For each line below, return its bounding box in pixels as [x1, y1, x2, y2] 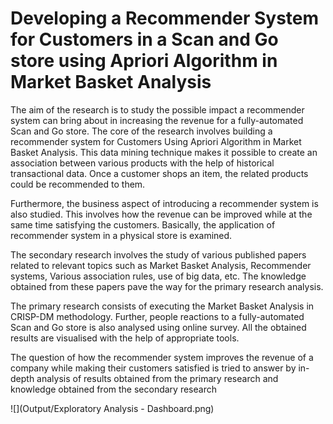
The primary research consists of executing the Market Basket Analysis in [10, 300, 315, 312]
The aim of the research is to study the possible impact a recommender [10, 103, 305, 116]
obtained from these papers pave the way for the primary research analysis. [10, 280, 324, 292]
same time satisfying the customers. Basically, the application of [10, 218, 276, 231]
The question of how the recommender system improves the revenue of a [10, 351, 314, 363]
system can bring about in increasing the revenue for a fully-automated [10, 114, 304, 126]
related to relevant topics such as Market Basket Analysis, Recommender [10, 259, 312, 271]
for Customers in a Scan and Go [10, 28, 279, 51]
